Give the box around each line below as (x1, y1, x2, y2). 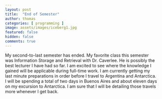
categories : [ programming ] (5, 20, 64, 26)
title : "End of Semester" (5, 12, 60, 17)
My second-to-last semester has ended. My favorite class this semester (5, 52, 149, 58)
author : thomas (5, 16, 36, 21)
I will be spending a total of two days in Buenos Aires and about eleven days (5, 78, 157, 84)
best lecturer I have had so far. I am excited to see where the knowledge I (5, 62, 152, 68)
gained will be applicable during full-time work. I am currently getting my (5, 68, 150, 74)
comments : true (5, 39, 36, 44)
